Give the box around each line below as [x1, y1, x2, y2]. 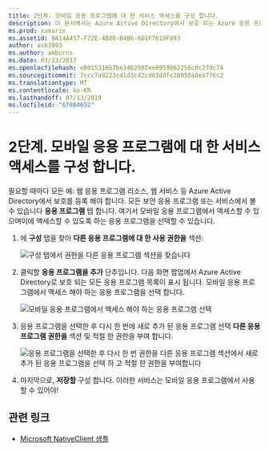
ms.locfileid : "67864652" [8, 101, 94, 109]
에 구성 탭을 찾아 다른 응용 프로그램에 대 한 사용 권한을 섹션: [19, 233, 204, 243]
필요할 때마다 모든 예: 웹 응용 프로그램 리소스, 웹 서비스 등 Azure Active [8, 186, 231, 196]
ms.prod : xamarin [8, 26, 66, 34]
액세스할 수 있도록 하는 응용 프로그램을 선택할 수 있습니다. [35, 216, 215, 226]
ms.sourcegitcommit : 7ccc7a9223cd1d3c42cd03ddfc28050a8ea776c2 [8, 71, 224, 79]
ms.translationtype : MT [8, 79, 88, 87]
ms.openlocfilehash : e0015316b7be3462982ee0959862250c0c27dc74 [8, 64, 224, 72]
